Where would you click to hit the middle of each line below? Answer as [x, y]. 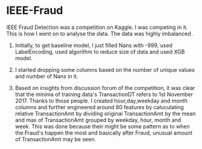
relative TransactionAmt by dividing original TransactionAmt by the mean [105, 113]
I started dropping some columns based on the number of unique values [105, 69]
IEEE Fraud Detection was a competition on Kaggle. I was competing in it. [97, 27]
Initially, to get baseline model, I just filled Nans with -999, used [94, 45]
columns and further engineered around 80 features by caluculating [99, 107]
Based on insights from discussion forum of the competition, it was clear [105, 87]
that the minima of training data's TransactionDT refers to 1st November [104, 94]
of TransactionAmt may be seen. [55, 139]
